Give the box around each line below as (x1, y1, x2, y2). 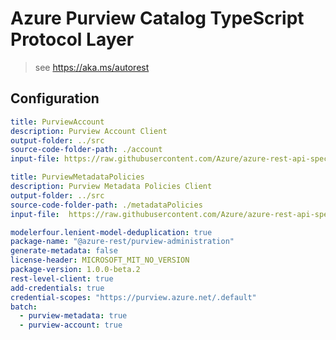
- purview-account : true (19, 320, 123, 331)
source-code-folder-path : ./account (10, 145, 163, 155)
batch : (10, 302, 38, 312)
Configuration (10, 90, 100, 107)
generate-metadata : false (10, 246, 118, 256)
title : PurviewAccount (10, 117, 105, 127)
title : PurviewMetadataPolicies (10, 172, 145, 182)
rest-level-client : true (10, 273, 114, 284)
